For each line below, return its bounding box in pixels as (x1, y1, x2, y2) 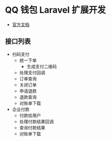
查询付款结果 (19, 124, 45, 130)
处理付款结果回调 (19, 118, 54, 124)
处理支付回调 (19, 70, 45, 75)
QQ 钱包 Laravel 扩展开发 (5, 4, 106, 16)
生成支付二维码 (26, 63, 57, 69)
